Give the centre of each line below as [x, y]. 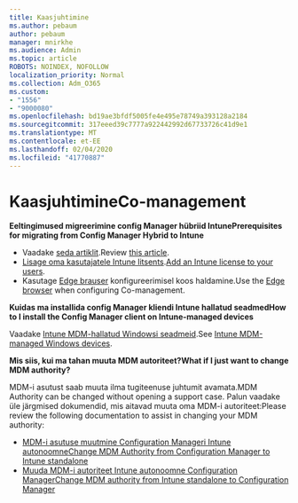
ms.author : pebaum [43, 26]
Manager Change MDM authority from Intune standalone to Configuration [155, 480]
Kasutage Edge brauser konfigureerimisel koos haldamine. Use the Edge [153, 281]
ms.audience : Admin [45, 51]
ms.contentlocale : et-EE [55, 141]
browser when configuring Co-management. [103, 290]
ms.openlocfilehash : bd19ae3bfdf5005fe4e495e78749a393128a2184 [129, 116]
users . [34, 271]
